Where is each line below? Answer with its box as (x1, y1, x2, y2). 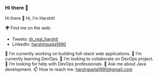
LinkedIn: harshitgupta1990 (12, 41, 66, 47)
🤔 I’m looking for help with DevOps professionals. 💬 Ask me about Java (5, 61, 146, 67)
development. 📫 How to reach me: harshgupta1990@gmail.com (5, 66, 133, 72)
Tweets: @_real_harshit (12, 36, 58, 42)
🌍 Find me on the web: (5, 25, 52, 31)
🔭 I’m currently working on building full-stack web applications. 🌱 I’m (5, 51, 142, 57)
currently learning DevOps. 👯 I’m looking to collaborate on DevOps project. (5, 56, 154, 62)
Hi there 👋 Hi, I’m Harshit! (5, 15, 56, 21)
